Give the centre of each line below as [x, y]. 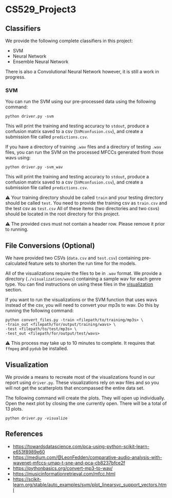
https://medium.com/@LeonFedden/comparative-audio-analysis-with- [88, 457]
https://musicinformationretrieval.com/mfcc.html [64, 473]
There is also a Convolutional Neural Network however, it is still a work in [82, 71]
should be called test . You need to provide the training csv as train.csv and [86, 203]
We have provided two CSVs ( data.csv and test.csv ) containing [73, 258]
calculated [16, 264]
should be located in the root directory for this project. [63, 214]
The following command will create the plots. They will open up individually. [85, 398]
